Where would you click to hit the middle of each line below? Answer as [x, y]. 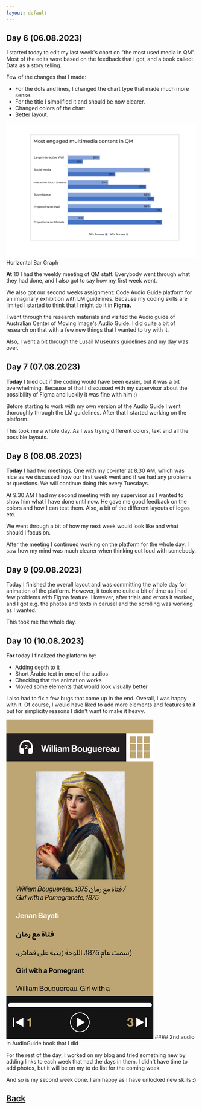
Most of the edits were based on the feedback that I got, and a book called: [100, 59]
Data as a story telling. [34, 65]
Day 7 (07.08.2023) [43, 367]
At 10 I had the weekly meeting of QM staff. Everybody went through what [98, 274]
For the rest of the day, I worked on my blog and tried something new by [96, 1055]
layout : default [27, 13]
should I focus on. [29, 533]
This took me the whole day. [41, 622]
